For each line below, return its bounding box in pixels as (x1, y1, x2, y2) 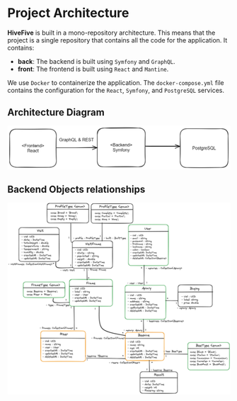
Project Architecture (7, 5, 129, 21)
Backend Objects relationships (7, 183, 146, 196)
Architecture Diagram (7, 106, 105, 118)
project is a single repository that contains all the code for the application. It (7, 35, 228, 44)
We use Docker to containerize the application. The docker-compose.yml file (7, 78, 224, 86)
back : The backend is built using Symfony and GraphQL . (17, 57, 175, 65)
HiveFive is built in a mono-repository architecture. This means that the (7, 28, 216, 37)
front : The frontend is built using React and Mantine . (17, 64, 169, 73)
